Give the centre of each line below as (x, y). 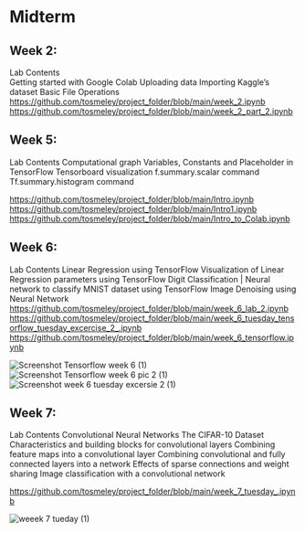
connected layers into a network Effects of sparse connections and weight (149, 464)
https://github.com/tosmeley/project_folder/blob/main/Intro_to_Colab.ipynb (150, 219)
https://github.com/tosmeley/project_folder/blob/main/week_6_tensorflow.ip (152, 337)
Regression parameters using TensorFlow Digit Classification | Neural (140, 279)
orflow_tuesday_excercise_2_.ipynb (76, 327)
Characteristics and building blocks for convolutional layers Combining (142, 444)
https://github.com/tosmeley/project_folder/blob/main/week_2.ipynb (138, 101)
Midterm (42, 17)
